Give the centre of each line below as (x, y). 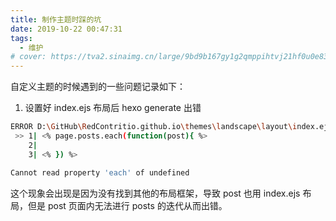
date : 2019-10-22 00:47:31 (66, 29)
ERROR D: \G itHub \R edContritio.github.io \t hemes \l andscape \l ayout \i (154, 127)
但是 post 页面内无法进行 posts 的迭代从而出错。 (127, 205)
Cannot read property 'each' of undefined (100, 172)
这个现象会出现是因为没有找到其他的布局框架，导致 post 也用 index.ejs (155, 193)
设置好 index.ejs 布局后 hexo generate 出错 (113, 108)
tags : (21, 38)
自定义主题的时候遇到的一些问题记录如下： (98, 87)
